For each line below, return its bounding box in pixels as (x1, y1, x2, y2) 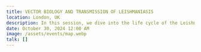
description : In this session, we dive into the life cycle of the (6, 20, 178, 26)
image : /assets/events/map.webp (6, 31, 87, 37)
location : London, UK (6, 14, 60, 20)
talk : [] (6, 36, 28, 42)
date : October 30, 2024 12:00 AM (6, 25, 90, 32)
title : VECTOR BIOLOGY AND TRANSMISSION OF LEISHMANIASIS (6, 8, 154, 15)
